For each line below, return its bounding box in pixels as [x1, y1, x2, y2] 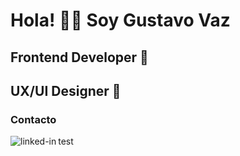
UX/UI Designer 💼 [10, 82, 122, 99]
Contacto [10, 112, 57, 126]
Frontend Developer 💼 [10, 49, 149, 66]
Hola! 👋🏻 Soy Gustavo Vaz [10, 9, 231, 32]
